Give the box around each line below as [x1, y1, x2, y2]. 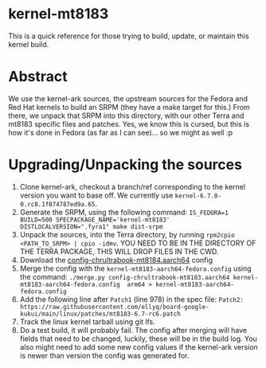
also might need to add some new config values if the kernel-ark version [19, 342, 259, 351]
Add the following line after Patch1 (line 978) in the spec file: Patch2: [19, 294, 244, 303]
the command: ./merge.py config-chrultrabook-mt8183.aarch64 [19, 272, 230, 281]
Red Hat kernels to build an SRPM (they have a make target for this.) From [8, 102, 251, 112]
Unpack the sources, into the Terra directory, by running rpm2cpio [19, 229, 235, 239]
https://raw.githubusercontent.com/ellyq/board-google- [19, 303, 209, 311]
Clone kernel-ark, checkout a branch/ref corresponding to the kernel [19, 182, 245, 191]
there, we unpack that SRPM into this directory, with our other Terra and [8, 111, 244, 120]
